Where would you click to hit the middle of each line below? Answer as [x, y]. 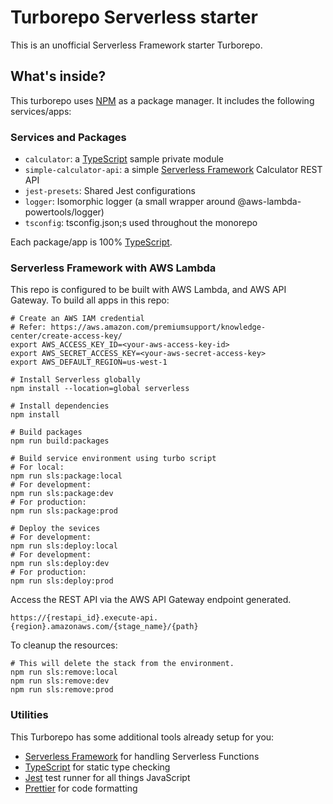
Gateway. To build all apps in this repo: [90, 300]
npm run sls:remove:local [64, 672]
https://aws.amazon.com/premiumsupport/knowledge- [158, 327]
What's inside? [58, 76]
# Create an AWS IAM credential [77, 319]
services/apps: [41, 111]
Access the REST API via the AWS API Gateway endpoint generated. [151, 600]
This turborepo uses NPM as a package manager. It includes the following [162, 100]
